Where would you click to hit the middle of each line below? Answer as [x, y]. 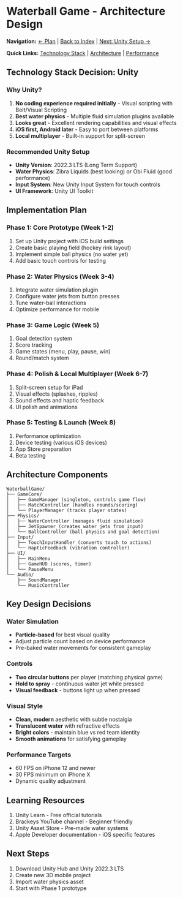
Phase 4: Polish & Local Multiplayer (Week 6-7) [77, 374]
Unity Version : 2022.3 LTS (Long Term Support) [76, 165]
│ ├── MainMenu [28, 559]
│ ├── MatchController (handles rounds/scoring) [72, 505]
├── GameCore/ [24, 494]
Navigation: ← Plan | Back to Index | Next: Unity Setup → [79, 41]
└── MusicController [43, 585]
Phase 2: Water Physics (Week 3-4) [60, 276]
